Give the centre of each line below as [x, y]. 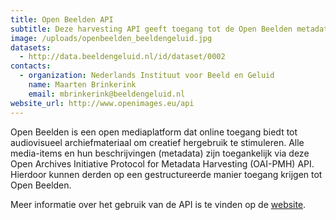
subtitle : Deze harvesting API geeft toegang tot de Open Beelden [151, 29]
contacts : [31, 66]
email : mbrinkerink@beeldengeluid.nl [107, 94]
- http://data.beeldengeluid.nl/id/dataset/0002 [122, 57]
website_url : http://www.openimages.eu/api [102, 103]
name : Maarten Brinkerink [82, 85]
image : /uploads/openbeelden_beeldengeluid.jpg [111, 38]
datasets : [31, 47]
